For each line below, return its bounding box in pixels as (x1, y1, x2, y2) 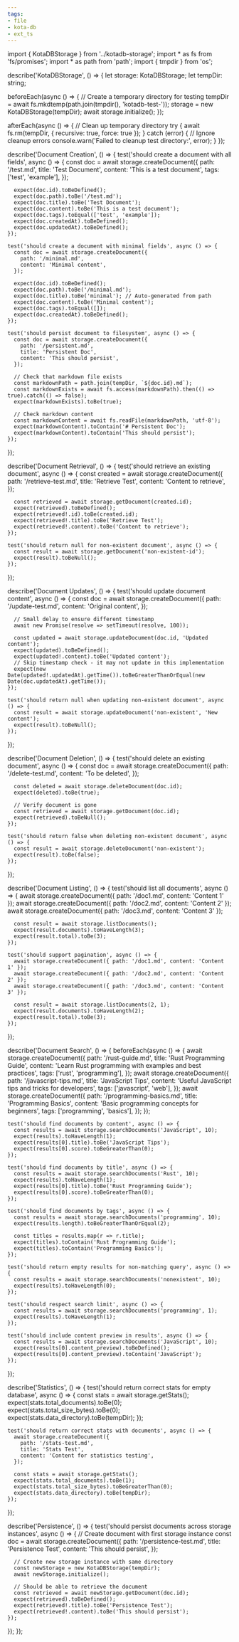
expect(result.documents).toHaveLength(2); (14, 1007, 144, 1015)
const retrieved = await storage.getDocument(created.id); (14, 499, 193, 506)
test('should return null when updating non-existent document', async (7, 696, 224, 704)
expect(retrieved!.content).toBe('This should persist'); (14, 1609, 190, 1616)
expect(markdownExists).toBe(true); (14, 398, 122, 406)
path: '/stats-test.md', (20, 1440, 94, 1447)
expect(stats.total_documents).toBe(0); (7, 1399, 122, 1407)
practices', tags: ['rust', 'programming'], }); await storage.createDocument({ (7, 1069, 229, 1078)
